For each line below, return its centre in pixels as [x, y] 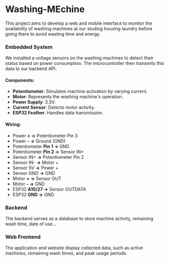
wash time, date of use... [31, 224]
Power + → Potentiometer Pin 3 [45, 136]
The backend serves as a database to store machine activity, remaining [79, 218]
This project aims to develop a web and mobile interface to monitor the [79, 23]
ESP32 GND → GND [33, 194]
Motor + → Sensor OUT [37, 178]
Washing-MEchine [45, 9]
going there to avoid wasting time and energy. [53, 34]
